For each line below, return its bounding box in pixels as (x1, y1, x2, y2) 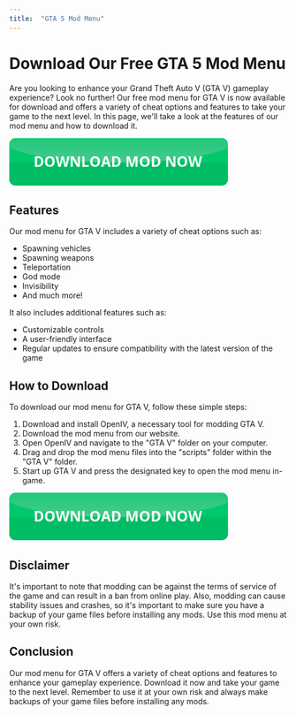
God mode (21, 271, 61, 282)
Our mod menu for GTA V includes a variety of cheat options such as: (9, 226, 262, 237)
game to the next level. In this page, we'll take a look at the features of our (9, 110, 279, 121)
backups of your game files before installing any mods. (9, 696, 209, 706)
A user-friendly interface (21, 334, 112, 345)
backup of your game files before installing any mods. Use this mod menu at (9, 610, 287, 620)
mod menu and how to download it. (9, 120, 139, 131)
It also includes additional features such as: (9, 308, 167, 318)
